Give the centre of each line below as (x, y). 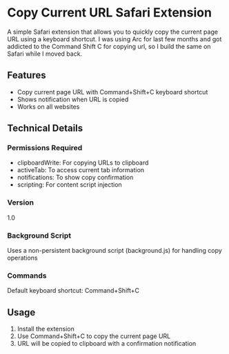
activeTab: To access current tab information (81, 170)
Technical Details (45, 128)
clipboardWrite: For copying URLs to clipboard (83, 163)
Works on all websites (48, 106)
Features (27, 75)
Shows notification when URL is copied (73, 99)
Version (21, 202)
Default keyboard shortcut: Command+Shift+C (73, 291)
